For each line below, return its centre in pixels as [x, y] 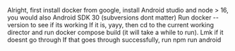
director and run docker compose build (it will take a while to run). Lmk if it [115, 32]
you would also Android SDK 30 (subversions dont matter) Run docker [109, 17]
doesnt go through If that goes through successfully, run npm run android [114, 40]
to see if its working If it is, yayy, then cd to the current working [122, 25]
